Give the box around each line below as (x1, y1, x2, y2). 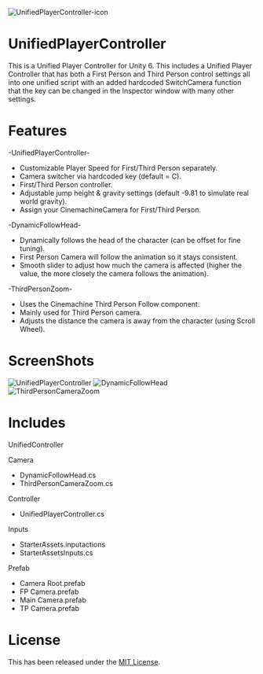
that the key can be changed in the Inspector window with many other (8, 86, 235, 95)
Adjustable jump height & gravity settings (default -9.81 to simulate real (19, 188, 250, 197)
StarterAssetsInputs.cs (19, 547, 93, 558)
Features (8, 122, 68, 140)
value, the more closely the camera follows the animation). (19, 268, 210, 278)
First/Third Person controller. (19, 179, 113, 189)
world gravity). (19, 197, 68, 206)
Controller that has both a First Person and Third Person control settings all (8, 69, 250, 79)
